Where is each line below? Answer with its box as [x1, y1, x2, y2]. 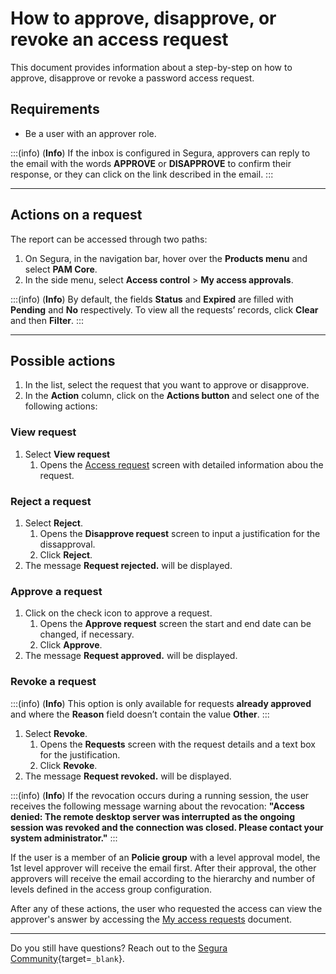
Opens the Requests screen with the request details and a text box [39, 738, 316, 750]
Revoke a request [10, 675, 97, 689]
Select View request [24, 448, 111, 460]
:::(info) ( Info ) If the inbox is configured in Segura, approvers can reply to [10, 147, 311, 159]
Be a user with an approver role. [24, 127, 157, 139]
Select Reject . [24, 517, 83, 529]
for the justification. [39, 748, 121, 761]
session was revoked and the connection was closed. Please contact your [10, 821, 324, 833]
